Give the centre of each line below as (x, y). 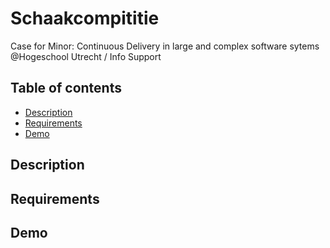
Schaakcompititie (85, 18)
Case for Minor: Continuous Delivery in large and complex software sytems (165, 46)
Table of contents (66, 88)
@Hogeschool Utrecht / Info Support (86, 56)
